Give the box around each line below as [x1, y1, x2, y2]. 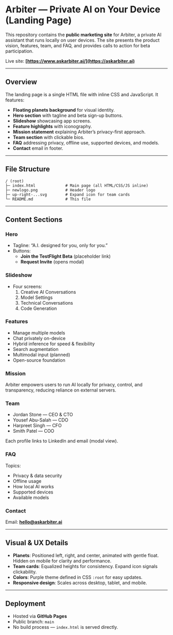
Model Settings [20, 294, 53, 301]
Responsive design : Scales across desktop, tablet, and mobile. [12, 579, 147, 586]
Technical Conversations [20, 299, 73, 306]
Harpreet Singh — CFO [12, 422, 62, 429]
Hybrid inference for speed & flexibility [12, 341, 95, 347]
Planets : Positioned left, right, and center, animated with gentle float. [12, 552, 159, 558]
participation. [5, 48, 33, 54]
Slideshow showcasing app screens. [12, 117, 92, 124]
